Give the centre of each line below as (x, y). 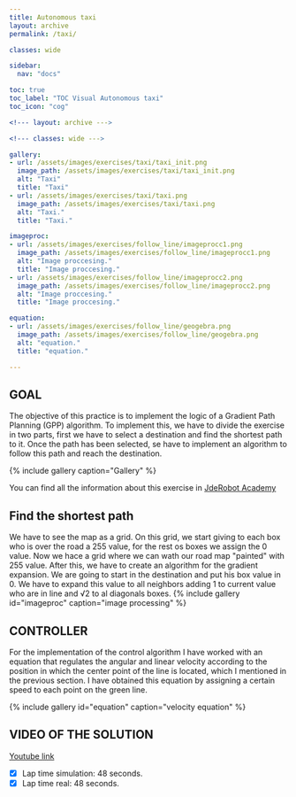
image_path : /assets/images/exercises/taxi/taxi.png (116, 204)
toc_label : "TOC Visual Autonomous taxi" (87, 98)
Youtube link (32, 756)
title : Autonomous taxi (53, 17)
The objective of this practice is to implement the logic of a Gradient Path (142, 416)
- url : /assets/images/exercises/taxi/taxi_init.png (108, 163)
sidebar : (25, 66)
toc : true (27, 90)
